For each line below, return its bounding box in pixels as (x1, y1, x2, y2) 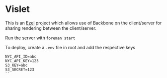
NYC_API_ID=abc (5, 54, 37, 59)
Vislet (5, 3, 30, 15)
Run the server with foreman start (5, 35, 76, 41)
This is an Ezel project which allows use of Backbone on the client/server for (5, 20, 162, 26)
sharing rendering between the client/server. (5, 25, 97, 31)
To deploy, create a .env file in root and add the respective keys (5, 44, 136, 50)
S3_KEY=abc (5, 63, 28, 68)
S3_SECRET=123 (5, 67, 35, 72)
